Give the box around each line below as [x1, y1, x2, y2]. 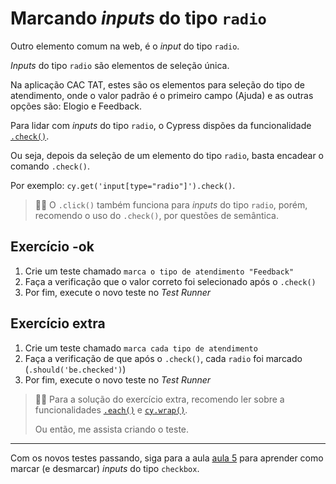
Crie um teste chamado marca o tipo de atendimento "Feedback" [24, 265, 295, 277]
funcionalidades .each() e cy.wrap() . [34, 403, 188, 416]
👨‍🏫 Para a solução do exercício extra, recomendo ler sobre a [34, 393, 285, 405]
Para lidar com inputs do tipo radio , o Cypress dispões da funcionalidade [10, 119, 312, 131]
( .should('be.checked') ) [24, 363, 127, 375]
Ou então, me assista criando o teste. [34, 423, 190, 435]
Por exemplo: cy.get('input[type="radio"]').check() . [10, 179, 236, 191]
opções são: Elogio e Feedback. [10, 100, 142, 112]
